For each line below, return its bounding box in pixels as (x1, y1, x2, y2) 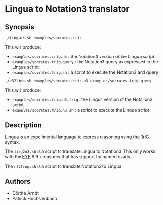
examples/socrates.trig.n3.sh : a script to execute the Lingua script (12, 107, 150, 112)
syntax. (5, 139, 20, 145)
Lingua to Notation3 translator (5, 3, 130, 15)
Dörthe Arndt (12, 190, 39, 196)
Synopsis (5, 23, 34, 31)
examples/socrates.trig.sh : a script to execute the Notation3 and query (12, 69, 159, 75)
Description (5, 121, 41, 130)
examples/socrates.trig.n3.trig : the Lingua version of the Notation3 (12, 96, 153, 102)
